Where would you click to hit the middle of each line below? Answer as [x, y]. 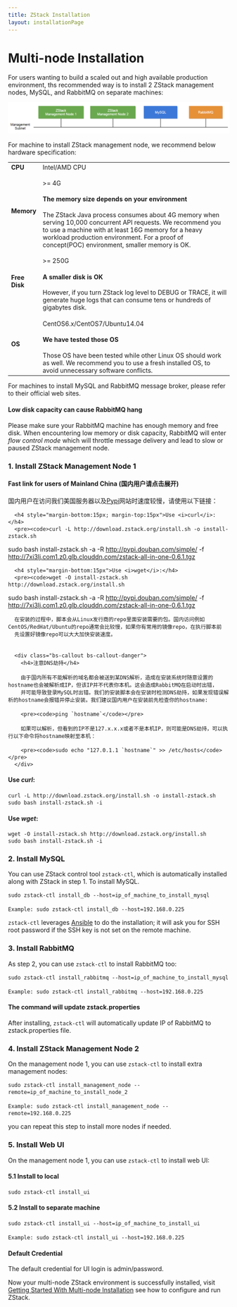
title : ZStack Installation [49, 15]
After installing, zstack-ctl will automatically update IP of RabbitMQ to [110, 1023]
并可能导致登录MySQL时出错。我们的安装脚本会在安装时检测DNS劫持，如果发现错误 [122, 692]
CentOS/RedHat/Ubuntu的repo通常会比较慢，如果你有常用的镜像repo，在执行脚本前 [115, 627]
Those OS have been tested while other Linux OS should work [132, 355]
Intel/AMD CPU [64, 167]
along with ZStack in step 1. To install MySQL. [74, 882]
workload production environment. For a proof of [113, 238]
